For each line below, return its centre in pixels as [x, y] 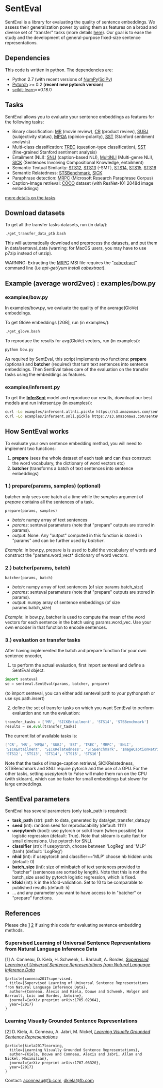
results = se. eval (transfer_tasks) [41, 727]
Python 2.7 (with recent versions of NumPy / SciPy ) [62, 79]
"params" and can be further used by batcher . [58, 540]
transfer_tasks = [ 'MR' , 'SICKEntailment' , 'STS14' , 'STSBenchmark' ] [77, 722]
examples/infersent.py [33, 387]
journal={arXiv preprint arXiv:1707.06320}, [55, 1063]
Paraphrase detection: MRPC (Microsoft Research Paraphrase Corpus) [83, 178]
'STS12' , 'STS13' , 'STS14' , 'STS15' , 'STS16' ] [53, 754]
